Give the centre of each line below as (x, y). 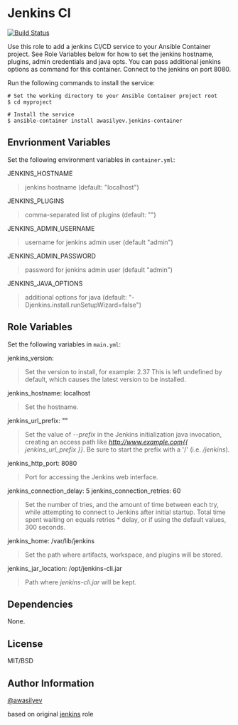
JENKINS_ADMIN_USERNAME (51, 228)
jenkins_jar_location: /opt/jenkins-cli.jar (65, 568)
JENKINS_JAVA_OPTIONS (45, 283)
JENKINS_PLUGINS (36, 201)
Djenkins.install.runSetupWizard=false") (83, 305)
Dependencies (40, 604)
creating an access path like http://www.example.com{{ (106, 442)
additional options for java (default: (76, 297)
